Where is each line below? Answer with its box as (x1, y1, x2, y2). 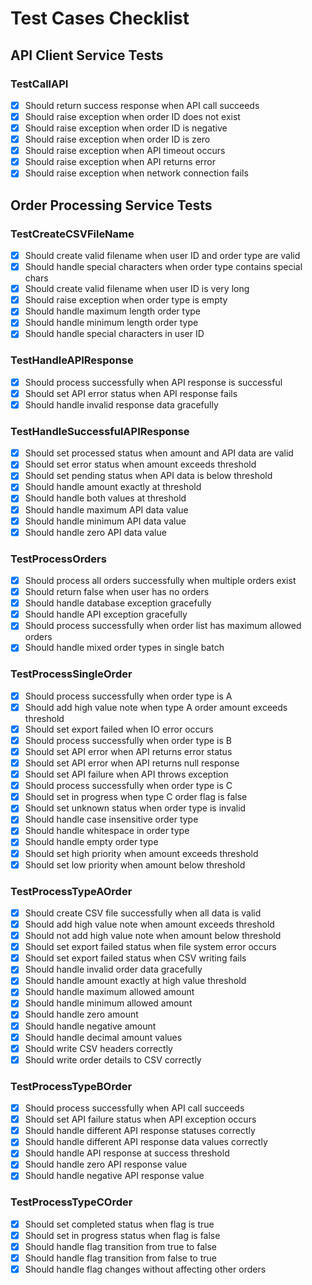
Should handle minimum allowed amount (24, 997, 193, 1009)
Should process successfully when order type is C (24, 780, 233, 792)
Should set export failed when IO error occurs (24, 723, 214, 735)
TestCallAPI (10, 77, 69, 91)
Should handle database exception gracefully (24, 597, 212, 609)
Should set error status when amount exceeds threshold (24, 458, 257, 471)
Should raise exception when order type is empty (24, 294, 228, 306)
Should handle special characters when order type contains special (24, 261, 303, 273)
